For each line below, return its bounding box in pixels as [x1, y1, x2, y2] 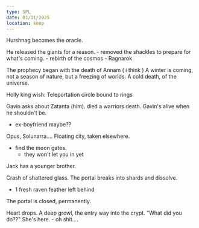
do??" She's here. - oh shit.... [6, 216, 78, 223]
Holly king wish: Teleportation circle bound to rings [6, 91, 133, 99]
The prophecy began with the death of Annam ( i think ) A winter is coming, [6, 67, 194, 74]
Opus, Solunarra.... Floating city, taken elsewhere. [6, 132, 130, 140]
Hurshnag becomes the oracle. [6, 37, 83, 44]
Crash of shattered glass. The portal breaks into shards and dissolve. [6, 174, 178, 181]
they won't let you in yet [24, 151, 84, 158]
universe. [6, 79, 30, 86]
